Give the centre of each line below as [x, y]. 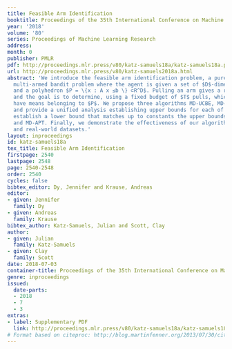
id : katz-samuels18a [37, 142]
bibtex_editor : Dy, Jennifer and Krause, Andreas [80, 187]
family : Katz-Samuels [45, 245]
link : [21, 328]
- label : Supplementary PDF [48, 322]
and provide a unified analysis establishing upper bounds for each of [119, 110]
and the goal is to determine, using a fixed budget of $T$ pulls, [113, 97]
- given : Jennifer [33, 200]
